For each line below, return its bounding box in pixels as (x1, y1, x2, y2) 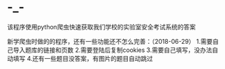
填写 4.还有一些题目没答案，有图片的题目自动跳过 (12, 54, 153, 62)
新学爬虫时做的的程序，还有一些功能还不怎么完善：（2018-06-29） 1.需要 (7, 37, 213, 45)
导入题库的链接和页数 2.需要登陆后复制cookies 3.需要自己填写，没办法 (12, 46, 213, 54)
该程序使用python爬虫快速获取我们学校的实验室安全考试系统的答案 (7, 23, 196, 31)
